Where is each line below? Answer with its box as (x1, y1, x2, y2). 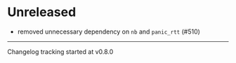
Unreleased (7, 4, 77, 20)
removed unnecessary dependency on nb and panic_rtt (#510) (17, 27, 200, 36)
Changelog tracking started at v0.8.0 (7, 47, 114, 56)
